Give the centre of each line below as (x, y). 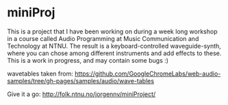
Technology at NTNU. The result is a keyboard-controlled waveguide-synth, (114, 46)
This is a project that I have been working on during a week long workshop (112, 31)
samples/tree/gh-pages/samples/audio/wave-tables (81, 80)
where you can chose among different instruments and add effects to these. (114, 53)
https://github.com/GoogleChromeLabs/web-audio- (148, 74)
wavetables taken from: (40, 74)
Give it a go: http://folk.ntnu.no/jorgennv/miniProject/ (81, 94)
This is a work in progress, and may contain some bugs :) (88, 60)
